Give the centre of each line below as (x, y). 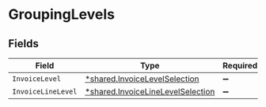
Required (240, 66)
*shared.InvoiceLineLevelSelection (150, 92)
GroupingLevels (61, 15)
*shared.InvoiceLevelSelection (142, 79)
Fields (24, 44)
